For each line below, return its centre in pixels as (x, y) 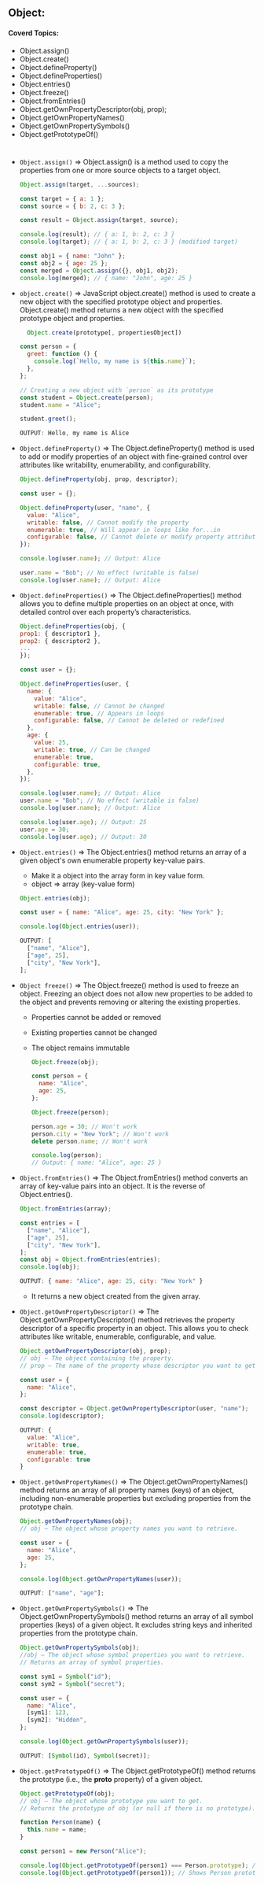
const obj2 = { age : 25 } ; (64, 263)
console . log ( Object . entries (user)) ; (79, 927)
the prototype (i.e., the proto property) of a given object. (111, 1779)
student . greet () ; (48, 419)
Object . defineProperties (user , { (74, 684)
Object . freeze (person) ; (70, 1112)
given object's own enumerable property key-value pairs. (112, 860)
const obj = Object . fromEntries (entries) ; (90, 1260)
